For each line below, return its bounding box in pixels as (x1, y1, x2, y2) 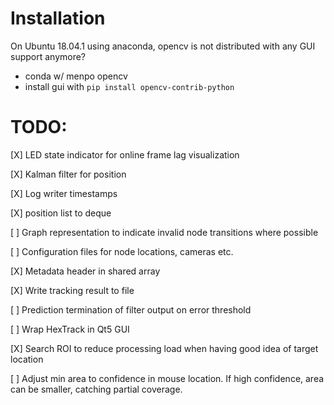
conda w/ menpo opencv (24, 70, 128, 82)
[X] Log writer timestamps (10, 187, 118, 199)
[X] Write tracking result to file (10, 284, 135, 296)
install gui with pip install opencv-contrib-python (24, 80, 235, 92)
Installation (10, 7, 106, 30)
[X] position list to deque (10, 207, 112, 219)
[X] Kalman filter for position (10, 168, 127, 180)
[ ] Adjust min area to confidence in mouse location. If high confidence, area (10, 372, 325, 384)
